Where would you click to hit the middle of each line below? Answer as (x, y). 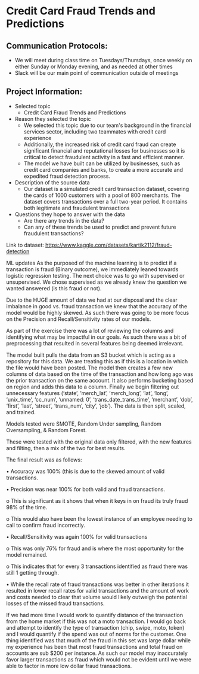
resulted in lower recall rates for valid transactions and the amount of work (98, 590)
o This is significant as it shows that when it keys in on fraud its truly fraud (97, 500)
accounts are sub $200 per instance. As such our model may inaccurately (97, 653)
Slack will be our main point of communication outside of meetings (97, 73)
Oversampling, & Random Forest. (46, 430)
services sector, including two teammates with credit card (95, 131)
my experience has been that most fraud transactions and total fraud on (94, 646)
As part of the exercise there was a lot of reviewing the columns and (90, 330)
